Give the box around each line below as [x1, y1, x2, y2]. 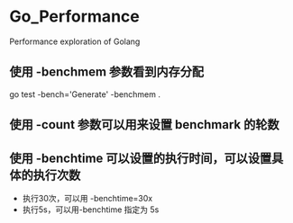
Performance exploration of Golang [9, 36, 141, 47]
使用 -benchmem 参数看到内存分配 [9, 65, 205, 80]
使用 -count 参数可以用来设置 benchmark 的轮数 [9, 117, 279, 132]
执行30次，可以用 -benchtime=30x [22, 192, 153, 203]
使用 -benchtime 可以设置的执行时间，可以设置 [9, 150, 272, 165]
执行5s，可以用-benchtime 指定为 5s [22, 204, 160, 215]
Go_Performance [9, 6, 140, 27]
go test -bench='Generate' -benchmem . [9, 88, 160, 100]
